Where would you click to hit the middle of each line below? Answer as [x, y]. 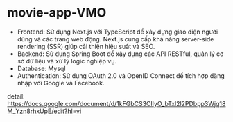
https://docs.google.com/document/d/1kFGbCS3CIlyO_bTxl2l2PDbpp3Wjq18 [116, 103]
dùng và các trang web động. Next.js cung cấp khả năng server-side [115, 39]
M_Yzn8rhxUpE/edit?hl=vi [44, 111]
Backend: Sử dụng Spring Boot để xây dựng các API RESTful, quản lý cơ [120, 54]
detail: [16, 96]
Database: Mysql [41, 68]
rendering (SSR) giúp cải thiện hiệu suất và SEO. [86, 46]
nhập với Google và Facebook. [61, 83]
